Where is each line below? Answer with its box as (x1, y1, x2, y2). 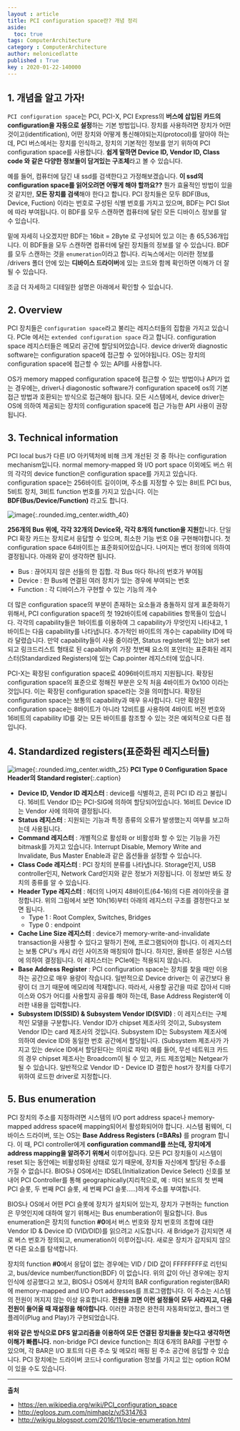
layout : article (7, 10, 59, 18)
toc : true (14, 30, 43, 38)
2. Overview (7, 304, 63, 316)
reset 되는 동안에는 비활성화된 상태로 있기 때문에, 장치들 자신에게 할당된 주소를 (7, 1157, 226, 1166)
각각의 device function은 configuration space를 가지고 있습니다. (14, 470, 198, 478)
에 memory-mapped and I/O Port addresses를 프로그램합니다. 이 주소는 (7, 1286, 212, 1294)
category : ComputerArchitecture (7, 44, 107, 51)
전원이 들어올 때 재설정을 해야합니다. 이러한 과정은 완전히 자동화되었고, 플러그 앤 (7, 1304, 230, 1312)
